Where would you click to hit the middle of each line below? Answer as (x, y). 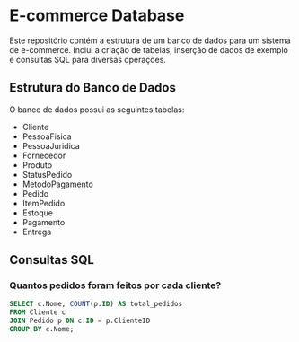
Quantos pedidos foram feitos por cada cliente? (115, 285)
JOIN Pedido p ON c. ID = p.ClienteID (80, 321)
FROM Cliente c (38, 312)
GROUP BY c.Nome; (42, 329)
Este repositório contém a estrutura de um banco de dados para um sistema (150, 40)
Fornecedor (44, 155)
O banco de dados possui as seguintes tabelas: (97, 110)
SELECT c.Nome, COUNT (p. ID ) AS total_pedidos (96, 304)
